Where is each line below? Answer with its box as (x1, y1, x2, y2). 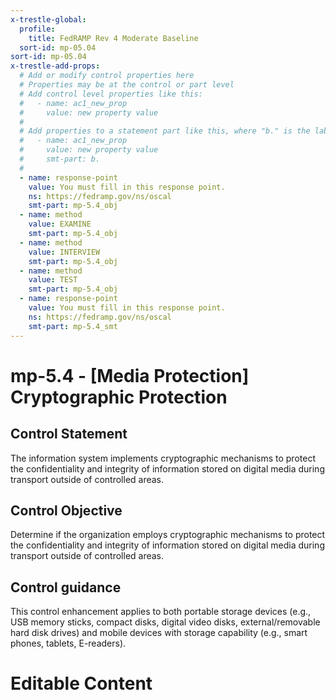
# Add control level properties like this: (19, 89, 203, 99)
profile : (19, 24, 56, 34)
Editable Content (10, 672, 153, 695)
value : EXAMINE (28, 219, 92, 230)
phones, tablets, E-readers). (10, 637, 127, 650)
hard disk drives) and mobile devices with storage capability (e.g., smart (10, 627, 308, 639)
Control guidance (10, 579, 122, 596)
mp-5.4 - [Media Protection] (10, 364, 250, 387)
